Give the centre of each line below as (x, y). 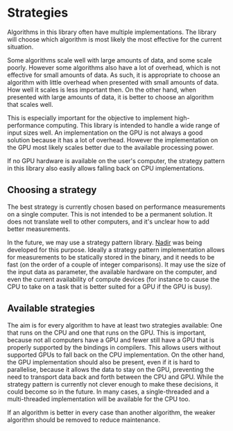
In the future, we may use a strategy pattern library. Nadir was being (105, 242)
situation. (20, 47)
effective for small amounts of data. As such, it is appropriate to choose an (114, 75)
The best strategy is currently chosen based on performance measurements (116, 207)
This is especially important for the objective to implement (90, 118)
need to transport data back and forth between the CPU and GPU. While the (115, 377)
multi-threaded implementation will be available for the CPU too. (99, 399)
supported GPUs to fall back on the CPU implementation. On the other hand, (116, 355)
